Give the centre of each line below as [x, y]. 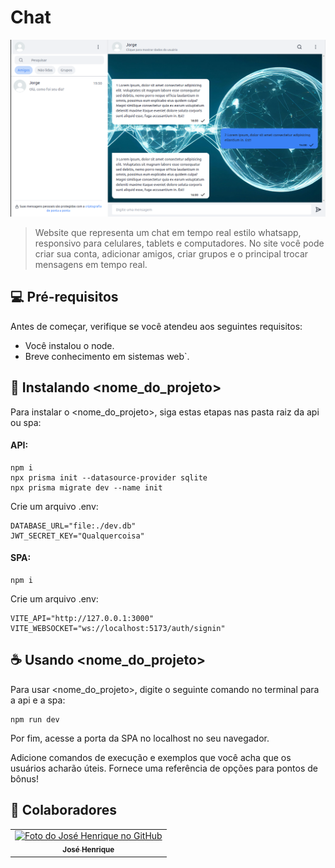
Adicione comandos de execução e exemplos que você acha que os [151, 757]
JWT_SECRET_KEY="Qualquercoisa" [77, 536]
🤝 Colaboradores [64, 810]
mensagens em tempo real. [91, 264]
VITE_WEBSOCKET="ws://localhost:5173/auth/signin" [118, 628]
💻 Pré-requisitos [64, 297]
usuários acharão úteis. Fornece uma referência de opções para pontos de [164, 768]
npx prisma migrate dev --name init [86, 487]
